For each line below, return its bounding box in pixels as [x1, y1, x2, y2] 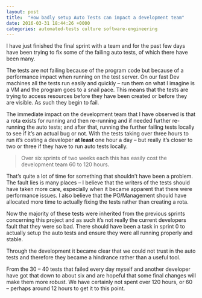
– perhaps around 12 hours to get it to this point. [6, 285, 125, 292]
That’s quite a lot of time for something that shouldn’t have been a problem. [6, 173, 193, 180]
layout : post [6, 8, 39, 15]
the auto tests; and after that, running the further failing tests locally [27, 123, 195, 131]
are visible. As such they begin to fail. [6, 99, 99, 106]
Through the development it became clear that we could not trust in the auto [6, 247, 196, 254]
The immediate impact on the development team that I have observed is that [6, 111, 196, 118]
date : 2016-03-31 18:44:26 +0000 [6, 20, 90, 26]
